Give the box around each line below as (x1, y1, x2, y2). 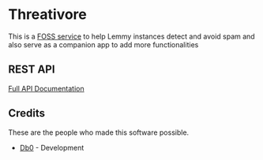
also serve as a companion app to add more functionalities (8, 39, 199, 49)
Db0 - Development (19, 143, 85, 152)
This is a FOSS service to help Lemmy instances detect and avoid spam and (8, 32, 255, 41)
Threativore (8, 6, 87, 24)
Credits (8, 106, 46, 120)
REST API (8, 63, 55, 76)
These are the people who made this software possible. (8, 128, 190, 137)
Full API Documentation (8, 84, 85, 93)
